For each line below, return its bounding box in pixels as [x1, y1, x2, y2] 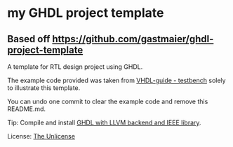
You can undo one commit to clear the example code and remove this [7, 97, 208, 106]
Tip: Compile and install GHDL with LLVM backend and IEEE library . [7, 118, 201, 127]
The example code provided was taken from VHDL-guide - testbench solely [7, 76, 226, 84]
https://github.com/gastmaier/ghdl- [52, 33, 214, 45]
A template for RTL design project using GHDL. [7, 63, 143, 71]
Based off [7, 33, 51, 45]
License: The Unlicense [7, 132, 76, 140]
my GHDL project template [7, 5, 164, 21]
